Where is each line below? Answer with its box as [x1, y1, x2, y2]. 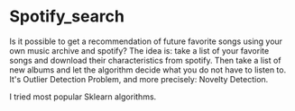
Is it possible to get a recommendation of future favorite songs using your [9, 36, 282, 47]
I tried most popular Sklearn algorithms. [9, 91, 157, 102]
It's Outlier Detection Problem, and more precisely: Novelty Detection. [9, 73, 269, 84]
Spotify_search [9, 6, 124, 27]
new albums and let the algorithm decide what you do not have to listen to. [9, 64, 287, 75]
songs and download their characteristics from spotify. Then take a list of [9, 55, 281, 65]
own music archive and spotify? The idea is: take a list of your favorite [9, 45, 270, 55]
